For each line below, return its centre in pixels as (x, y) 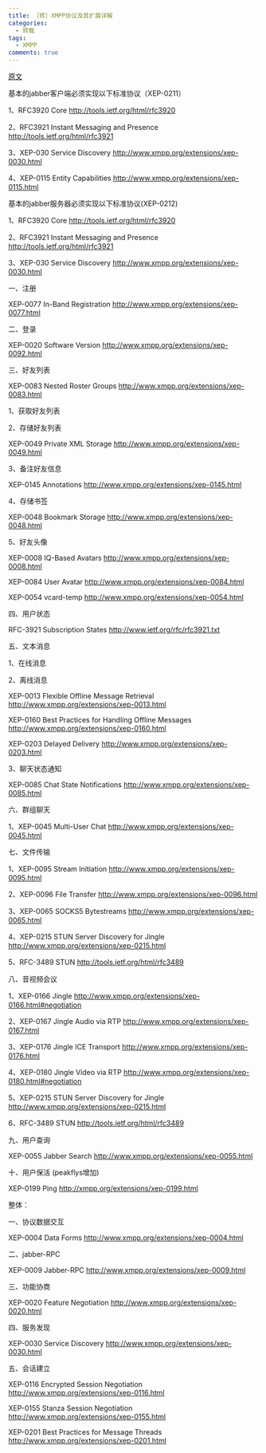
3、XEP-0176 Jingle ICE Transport (65, 1047)
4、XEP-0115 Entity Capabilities (60, 178)
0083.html (25, 394)
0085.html (25, 793)
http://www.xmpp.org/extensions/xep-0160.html (87, 728)
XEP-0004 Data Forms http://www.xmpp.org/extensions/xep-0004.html (126, 1238)
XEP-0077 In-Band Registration (60, 304)
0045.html (25, 835)
